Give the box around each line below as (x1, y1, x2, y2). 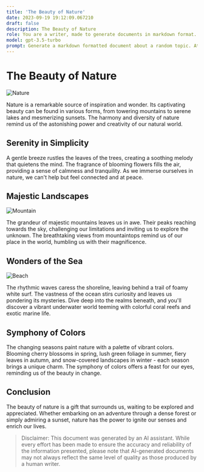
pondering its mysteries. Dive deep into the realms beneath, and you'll (6, 297, 182, 304)
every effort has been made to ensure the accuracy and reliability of (21, 440, 192, 448)
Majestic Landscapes (6, 191, 89, 201)
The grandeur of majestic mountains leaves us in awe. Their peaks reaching (6, 219, 196, 226)
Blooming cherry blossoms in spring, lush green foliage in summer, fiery (6, 350, 186, 358)
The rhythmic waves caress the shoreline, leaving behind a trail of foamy (6, 284, 188, 291)
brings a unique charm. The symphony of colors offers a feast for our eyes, (6, 363, 194, 370)
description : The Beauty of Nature (6, 26, 97, 32)
